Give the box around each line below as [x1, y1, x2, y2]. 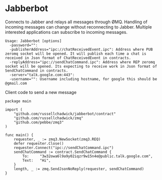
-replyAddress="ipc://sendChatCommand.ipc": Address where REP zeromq [9, 60, 155, 64]
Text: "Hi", [22, 158, 51, 163]
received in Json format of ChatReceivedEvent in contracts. [5, 55, 131, 60]
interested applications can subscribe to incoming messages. [5, 29, 128, 35]
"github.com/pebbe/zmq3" [14, 120, 64, 125]
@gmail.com [5, 81, 27, 86]
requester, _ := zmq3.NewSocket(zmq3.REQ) [14, 136, 101, 142]
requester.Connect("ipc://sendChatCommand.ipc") [14, 145, 114, 150]
